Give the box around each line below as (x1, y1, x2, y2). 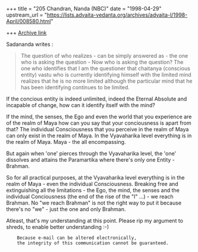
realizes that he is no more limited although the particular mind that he (20, 77, 193, 84)
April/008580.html (6, 18, 51, 24)
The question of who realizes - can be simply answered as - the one (20, 52, 188, 59)
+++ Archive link (6, 29, 47, 36)
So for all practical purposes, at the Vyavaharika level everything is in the (6, 174, 185, 181)
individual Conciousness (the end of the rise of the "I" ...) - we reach (6, 193, 174, 200)
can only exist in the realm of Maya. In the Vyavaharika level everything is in (6, 132, 192, 139)
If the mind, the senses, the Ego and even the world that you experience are (6, 113, 192, 120)
